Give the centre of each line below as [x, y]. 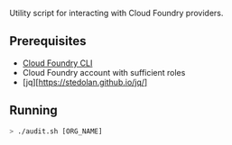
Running [34, 110]
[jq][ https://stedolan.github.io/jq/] [85, 82]
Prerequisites [48, 41]
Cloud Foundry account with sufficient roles [104, 72]
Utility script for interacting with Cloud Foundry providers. [116, 13]
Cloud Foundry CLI [57, 63]
